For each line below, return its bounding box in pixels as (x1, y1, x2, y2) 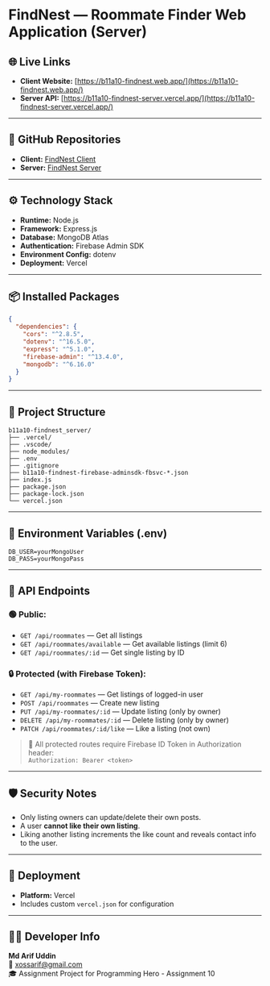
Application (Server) (8, 23, 147, 41)
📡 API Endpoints (8, 585, 91, 598)
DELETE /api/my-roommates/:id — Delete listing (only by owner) (19, 715, 229, 725)
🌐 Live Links (8, 55, 71, 69)
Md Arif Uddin (8, 951, 56, 961)
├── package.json (8, 483, 67, 491)
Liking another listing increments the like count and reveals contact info (19, 829, 257, 839)
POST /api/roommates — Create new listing (19, 697, 160, 707)
